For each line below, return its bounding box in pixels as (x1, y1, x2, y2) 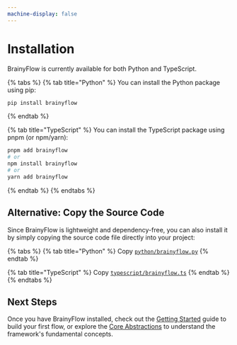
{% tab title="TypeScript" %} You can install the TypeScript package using (7, 125, 225, 135)
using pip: (7, 86, 37, 94)
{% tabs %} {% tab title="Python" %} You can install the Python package (7, 78, 221, 86)
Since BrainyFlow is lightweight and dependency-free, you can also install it (7, 225, 228, 234)
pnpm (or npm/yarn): (7, 133, 69, 142)
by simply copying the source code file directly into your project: (7, 233, 196, 242)
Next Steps (7, 296, 57, 308)
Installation (7, 40, 75, 57)
